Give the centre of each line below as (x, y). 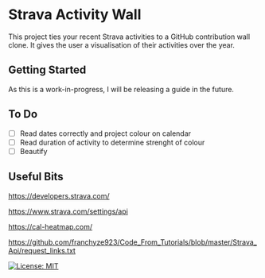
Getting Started (47, 70)
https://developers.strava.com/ (59, 195)
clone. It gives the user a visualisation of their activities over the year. (121, 44)
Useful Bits (36, 177)
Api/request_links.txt (42, 250)
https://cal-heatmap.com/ (51, 226)
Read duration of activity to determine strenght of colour (112, 142)
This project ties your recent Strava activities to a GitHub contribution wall (129, 37)
